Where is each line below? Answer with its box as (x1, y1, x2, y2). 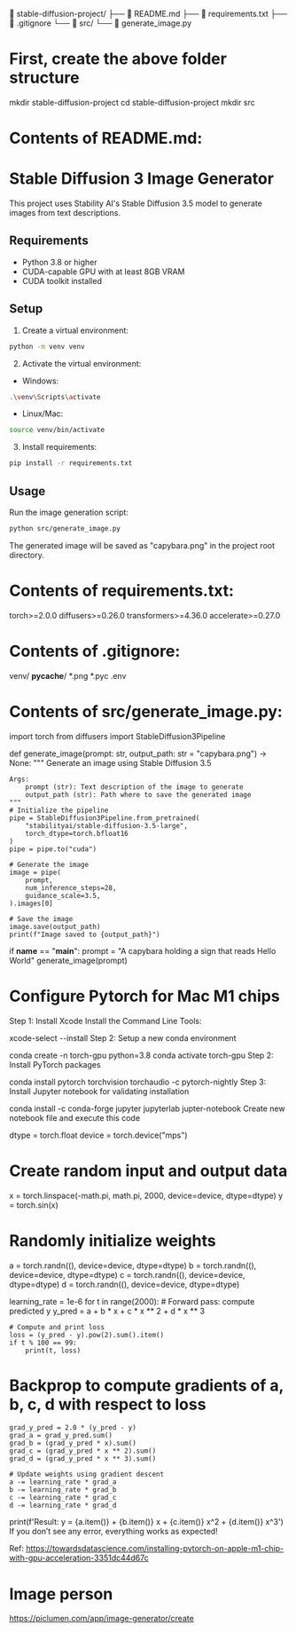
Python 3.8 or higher (21, 256, 97, 267)
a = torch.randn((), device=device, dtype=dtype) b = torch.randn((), (9, 1260, 257, 1271)
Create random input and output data (9, 1161, 288, 1180)
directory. (9, 549, 44, 560)
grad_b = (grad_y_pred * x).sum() (9, 1439, 137, 1448)
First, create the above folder (9, 49, 228, 69)
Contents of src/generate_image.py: (9, 701, 284, 721)
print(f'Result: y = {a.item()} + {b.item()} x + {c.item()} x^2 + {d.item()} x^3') (9, 1517, 284, 1527)
